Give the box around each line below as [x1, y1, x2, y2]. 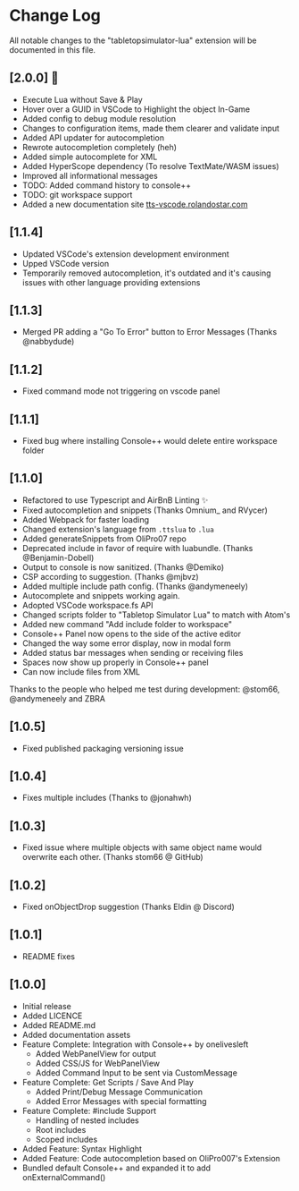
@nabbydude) [21, 336, 75, 347]
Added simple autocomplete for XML [21, 151, 158, 162]
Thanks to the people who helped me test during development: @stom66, [9, 684, 280, 694]
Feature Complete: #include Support [21, 1105, 156, 1116]
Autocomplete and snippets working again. [21, 590, 180, 600]
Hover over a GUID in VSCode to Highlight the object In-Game [21, 104, 251, 115]
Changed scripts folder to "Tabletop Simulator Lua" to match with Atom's [21, 609, 291, 620]
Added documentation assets [21, 1029, 131, 1040]
